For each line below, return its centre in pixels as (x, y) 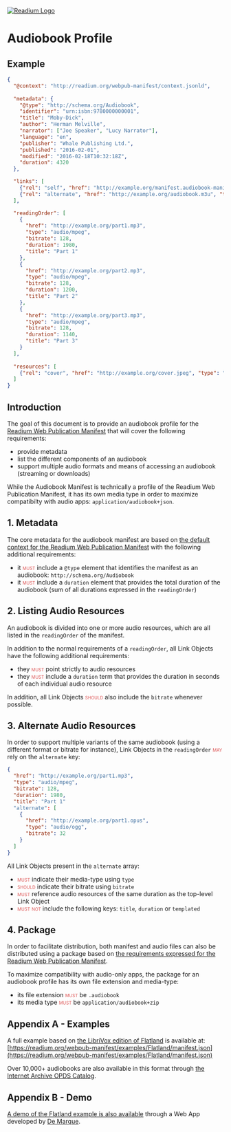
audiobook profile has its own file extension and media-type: (93, 982)
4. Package (32, 930)
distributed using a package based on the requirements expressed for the (111, 954)
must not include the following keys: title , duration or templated (109, 908)
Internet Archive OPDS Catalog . (52, 1076)
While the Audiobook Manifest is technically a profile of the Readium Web (111, 487)
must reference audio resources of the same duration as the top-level (115, 893)
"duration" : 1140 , (52, 335)
